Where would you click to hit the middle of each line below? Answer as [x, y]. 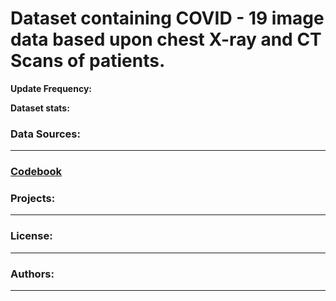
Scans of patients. [88, 61]
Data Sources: [45, 134]
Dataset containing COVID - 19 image [167, 18]
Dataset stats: [40, 108]
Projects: [33, 199]
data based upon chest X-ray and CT [166, 39]
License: [31, 236]
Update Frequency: [51, 88]
